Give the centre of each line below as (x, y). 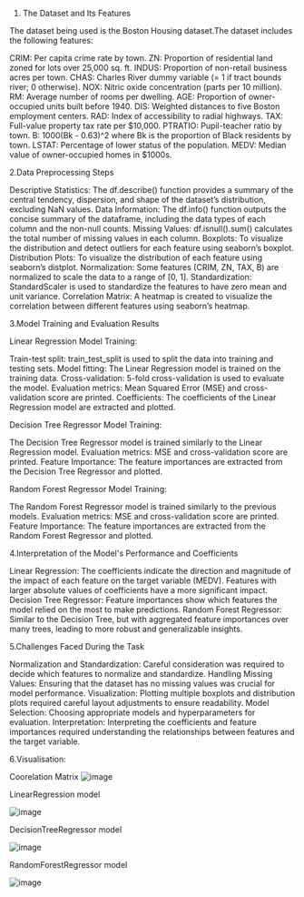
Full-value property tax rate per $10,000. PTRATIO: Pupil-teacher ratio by (146, 126)
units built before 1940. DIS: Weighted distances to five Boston (163, 106)
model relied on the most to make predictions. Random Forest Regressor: (146, 610)
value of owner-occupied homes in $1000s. (91, 155)
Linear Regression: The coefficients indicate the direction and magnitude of (151, 571)
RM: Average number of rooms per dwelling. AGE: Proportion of (128, 96)
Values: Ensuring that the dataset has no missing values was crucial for (142, 683)
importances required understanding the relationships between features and (152, 732)
